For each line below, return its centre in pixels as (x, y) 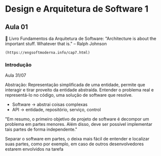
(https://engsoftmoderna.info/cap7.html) (48, 52)
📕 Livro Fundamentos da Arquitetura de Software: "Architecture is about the (81, 38)
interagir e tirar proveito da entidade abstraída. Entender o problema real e (80, 90)
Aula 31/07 (16, 75)
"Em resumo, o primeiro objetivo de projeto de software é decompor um (77, 119)
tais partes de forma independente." (41, 129)
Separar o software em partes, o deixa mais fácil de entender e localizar (77, 139)
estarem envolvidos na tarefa (34, 149)
